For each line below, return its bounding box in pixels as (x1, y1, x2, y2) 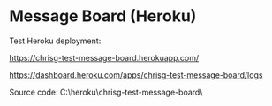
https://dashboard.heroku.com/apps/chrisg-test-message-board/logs (9, 69, 263, 80)
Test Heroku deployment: (9, 35, 102, 46)
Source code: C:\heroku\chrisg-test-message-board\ (9, 87, 203, 97)
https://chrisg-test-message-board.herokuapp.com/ (9, 52, 200, 63)
